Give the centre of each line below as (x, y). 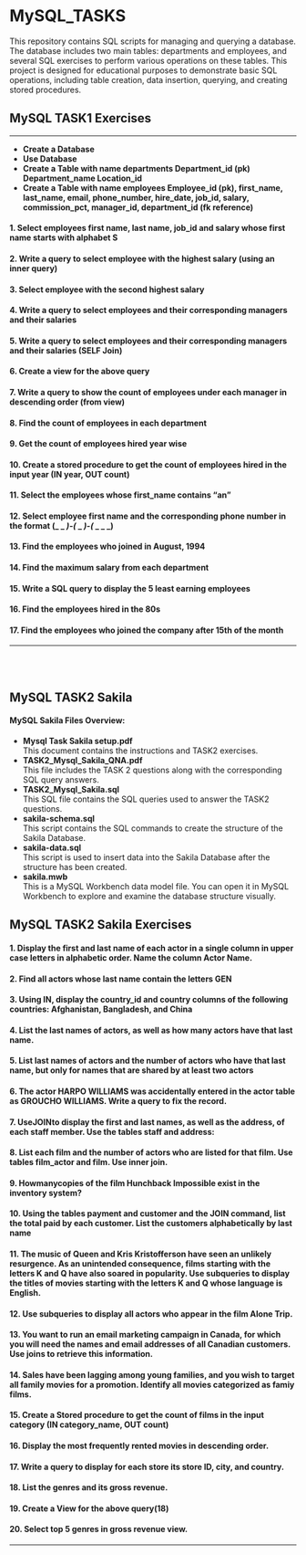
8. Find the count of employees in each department (108, 423)
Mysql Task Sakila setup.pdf (78, 741)
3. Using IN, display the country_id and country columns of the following (149, 1000)
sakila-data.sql (52, 848)
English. (25, 1292)
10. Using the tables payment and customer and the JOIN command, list (148, 1214)
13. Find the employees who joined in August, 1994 (107, 546)
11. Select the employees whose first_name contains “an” (120, 495)
